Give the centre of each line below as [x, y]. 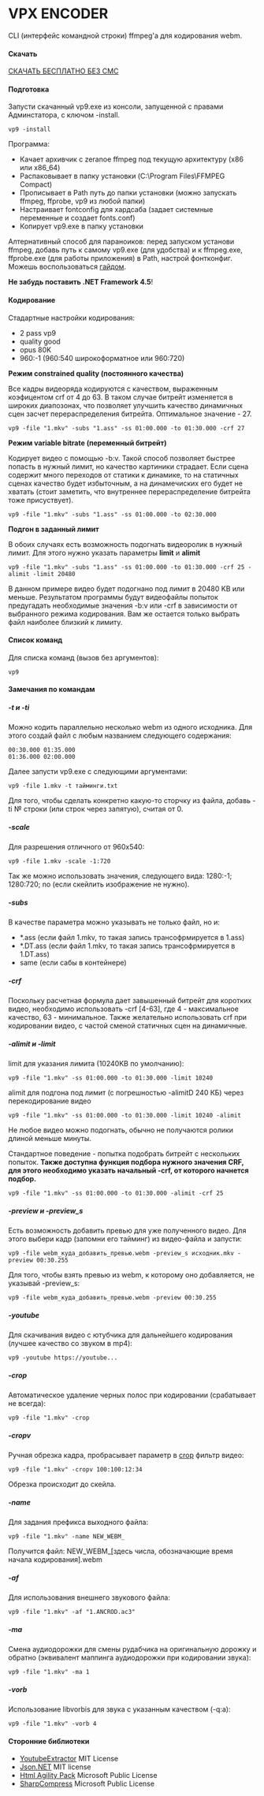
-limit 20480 [54, 574]
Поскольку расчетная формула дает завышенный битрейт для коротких [130, 1001]
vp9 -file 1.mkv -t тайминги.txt [63, 786]
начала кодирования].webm [55, 1560]
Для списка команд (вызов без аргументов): [84, 657]
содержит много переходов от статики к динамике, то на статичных [123, 474]
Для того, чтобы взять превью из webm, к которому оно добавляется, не [131, 1275]
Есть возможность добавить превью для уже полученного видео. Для [127, 1231]
